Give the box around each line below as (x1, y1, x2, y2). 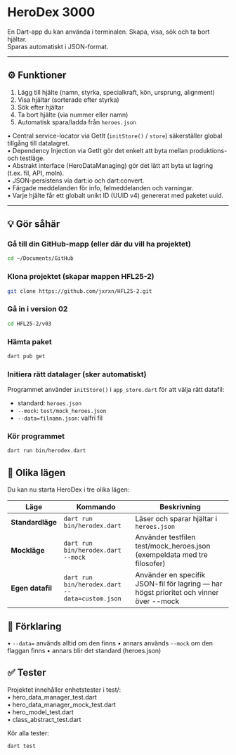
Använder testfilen (135, 532, 196, 542)
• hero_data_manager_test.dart (7, 692, 97, 701)
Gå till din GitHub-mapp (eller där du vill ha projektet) (7, 239, 191, 249)
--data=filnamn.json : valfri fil (17, 414, 103, 422)
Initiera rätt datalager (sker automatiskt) (7, 369, 147, 379)
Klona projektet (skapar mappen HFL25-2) (7, 272, 155, 282)
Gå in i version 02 (7, 304, 68, 314)
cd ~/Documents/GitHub (7, 255, 74, 262)
